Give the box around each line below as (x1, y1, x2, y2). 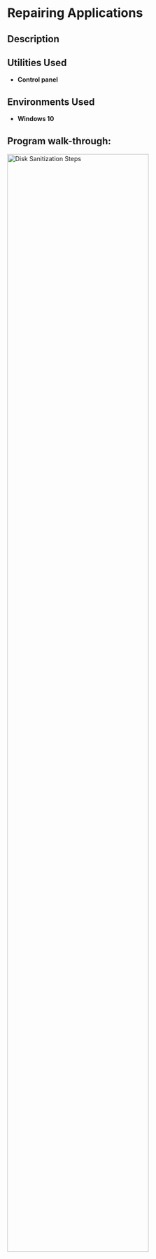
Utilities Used (7, 56, 67, 68)
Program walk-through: (7, 135, 112, 147)
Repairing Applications (7, 5, 143, 21)
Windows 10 (17, 115, 55, 123)
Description (7, 33, 59, 45)
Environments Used (7, 96, 95, 108)
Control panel (17, 75, 58, 84)
